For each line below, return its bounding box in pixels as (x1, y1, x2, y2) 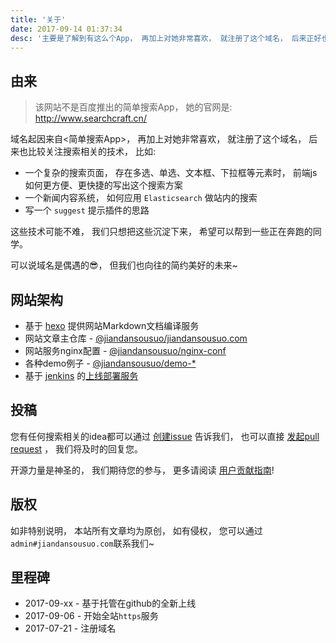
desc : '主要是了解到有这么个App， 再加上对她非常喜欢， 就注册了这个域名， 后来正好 (10, 33, 322, 43)
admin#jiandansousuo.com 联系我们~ (10, 537, 155, 549)
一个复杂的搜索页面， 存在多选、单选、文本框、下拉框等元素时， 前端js (24, 167, 318, 179)
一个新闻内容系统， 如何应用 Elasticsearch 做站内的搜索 (24, 192, 258, 204)
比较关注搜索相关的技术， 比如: (27, 146, 156, 158)
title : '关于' (10, 14, 67, 25)
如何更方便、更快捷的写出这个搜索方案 (24, 179, 183, 191)
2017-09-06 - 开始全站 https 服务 (24, 610, 159, 622)
